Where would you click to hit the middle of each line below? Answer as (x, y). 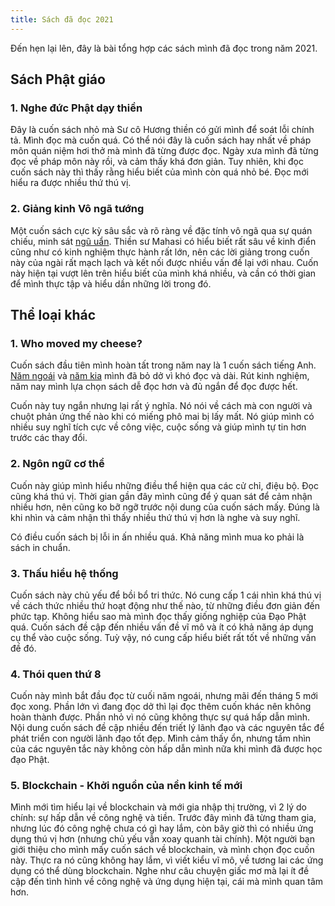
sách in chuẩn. (40, 547)
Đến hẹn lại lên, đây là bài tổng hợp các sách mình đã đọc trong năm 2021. (164, 48)
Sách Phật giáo (58, 79)
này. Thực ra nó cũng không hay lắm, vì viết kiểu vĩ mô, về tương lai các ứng (167, 860)
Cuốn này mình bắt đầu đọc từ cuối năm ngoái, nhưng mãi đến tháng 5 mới (164, 696)
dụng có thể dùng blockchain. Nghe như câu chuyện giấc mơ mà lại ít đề (160, 871)
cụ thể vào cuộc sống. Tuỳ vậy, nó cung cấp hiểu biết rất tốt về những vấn (163, 637)
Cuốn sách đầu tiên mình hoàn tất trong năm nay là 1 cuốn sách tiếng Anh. (163, 365)
